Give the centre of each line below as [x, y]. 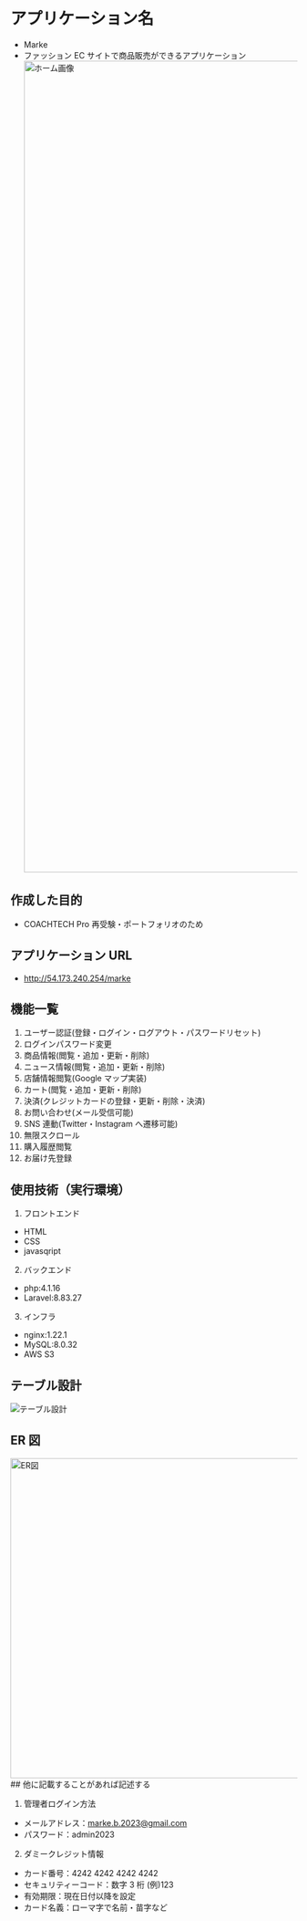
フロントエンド [51, 1214]
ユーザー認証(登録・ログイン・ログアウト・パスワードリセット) [142, 1033]
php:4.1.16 [42, 1289]
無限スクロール [51, 1135]
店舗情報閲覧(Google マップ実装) [85, 1079]
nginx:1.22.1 [45, 1335]
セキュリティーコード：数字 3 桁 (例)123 [98, 1884]
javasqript [42, 1251]
